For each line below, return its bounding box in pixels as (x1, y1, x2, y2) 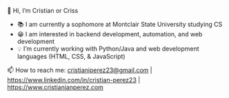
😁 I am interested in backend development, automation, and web (17, 30, 203, 38)
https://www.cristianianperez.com (7, 83, 103, 91)
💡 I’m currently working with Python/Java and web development (17, 45, 199, 53)
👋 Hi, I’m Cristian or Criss (7, 7, 79, 14)
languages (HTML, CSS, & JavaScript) (17, 52, 126, 60)
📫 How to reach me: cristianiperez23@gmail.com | (7, 66, 153, 74)
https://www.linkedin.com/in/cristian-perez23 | (7, 76, 141, 84)
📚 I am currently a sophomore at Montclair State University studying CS (17, 21, 223, 28)
